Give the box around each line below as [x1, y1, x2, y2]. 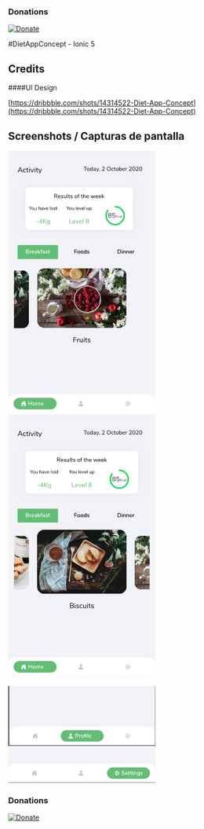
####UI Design [8, 83, 57, 93]
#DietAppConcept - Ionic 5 [8, 39, 96, 49]
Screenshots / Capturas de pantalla [8, 129, 185, 143]
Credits [8, 62, 46, 75]
